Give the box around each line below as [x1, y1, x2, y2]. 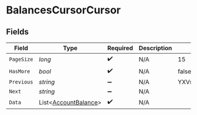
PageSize [9, 56, 33, 62]
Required [107, 44, 134, 52]
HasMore [9, 68, 30, 75]
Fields [6, 27, 29, 37]
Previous [9, 79, 33, 85]
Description [138, 44, 172, 52]
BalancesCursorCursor [6, 4, 121, 17]
